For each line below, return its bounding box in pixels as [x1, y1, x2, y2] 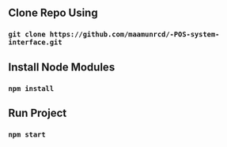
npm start [8, 130, 46, 139]
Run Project [8, 107, 67, 120]
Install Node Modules [8, 60, 115, 73]
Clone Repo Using [8, 6, 98, 20]
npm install [8, 84, 55, 93]
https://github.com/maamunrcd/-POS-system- [49, 30, 220, 39]
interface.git [8, 38, 62, 47]
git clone [8, 30, 46, 39]
